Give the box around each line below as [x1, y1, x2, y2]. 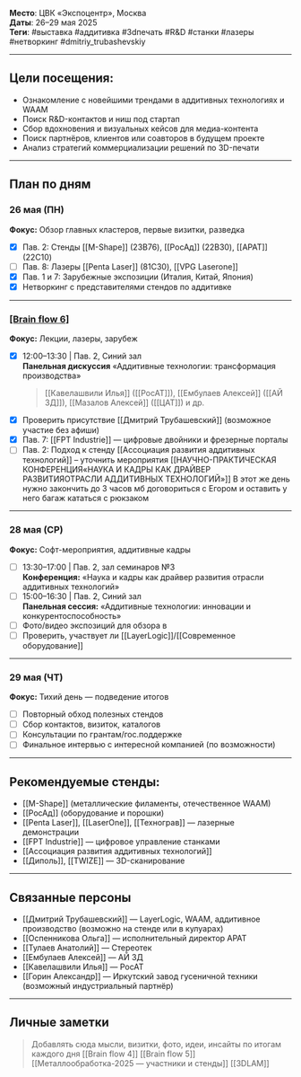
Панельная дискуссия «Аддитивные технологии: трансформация [21, 361, 276, 372]
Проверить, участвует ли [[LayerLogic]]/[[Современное [21, 630, 236, 640]
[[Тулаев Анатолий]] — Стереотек [21, 942, 152, 953]
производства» [21, 370, 82, 381]
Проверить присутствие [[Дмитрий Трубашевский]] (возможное [21, 415, 271, 426]
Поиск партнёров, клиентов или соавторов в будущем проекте [21, 132, 265, 143]
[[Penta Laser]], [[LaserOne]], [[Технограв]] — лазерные [21, 817, 235, 828]
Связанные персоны [9, 889, 132, 905]
